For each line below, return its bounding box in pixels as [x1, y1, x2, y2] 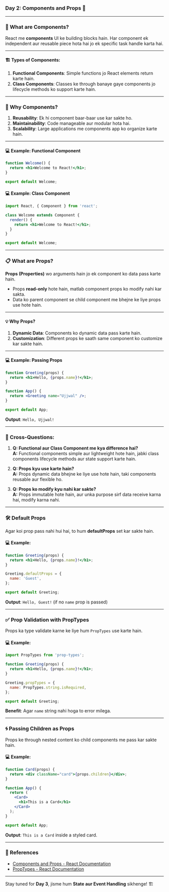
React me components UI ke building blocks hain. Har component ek [5, 35, 148, 41]
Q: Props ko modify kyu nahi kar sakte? [12, 486, 97, 492]
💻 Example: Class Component [5, 190, 70, 196]
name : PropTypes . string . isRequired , [10, 685, 87, 690]
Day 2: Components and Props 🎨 [5, 5, 86, 12]
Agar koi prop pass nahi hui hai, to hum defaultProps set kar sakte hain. [5, 528, 154, 534]
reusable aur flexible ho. [12, 476, 63, 482]
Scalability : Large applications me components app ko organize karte [12, 126, 157, 132]
